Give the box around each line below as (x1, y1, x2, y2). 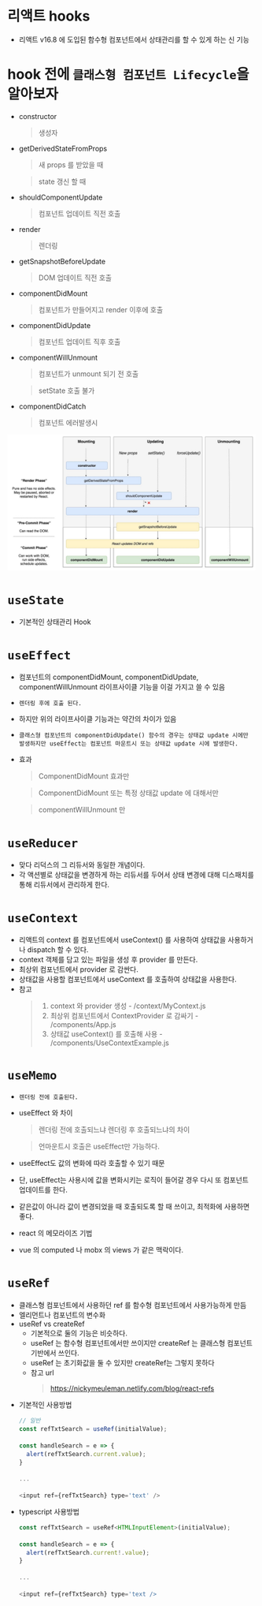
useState (7, 592, 65, 607)
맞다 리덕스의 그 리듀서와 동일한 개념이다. (18, 861, 146, 870)
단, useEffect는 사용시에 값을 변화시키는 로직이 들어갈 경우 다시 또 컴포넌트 (18, 1175, 249, 1185)
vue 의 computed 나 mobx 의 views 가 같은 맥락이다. (18, 1246, 184, 1255)
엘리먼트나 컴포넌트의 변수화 (18, 1310, 106, 1320)
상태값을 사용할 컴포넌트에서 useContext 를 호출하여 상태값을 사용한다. (18, 975, 237, 984)
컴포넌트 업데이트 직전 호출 (38, 208, 121, 218)
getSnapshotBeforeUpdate (18, 256, 106, 266)
